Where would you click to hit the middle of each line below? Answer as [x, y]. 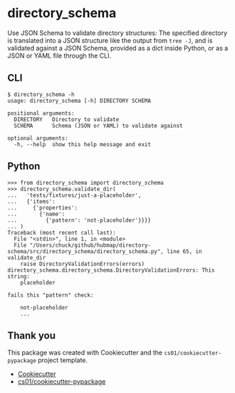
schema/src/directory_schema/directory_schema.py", [85, 251]
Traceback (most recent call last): [62, 233]
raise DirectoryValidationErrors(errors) [82, 264]
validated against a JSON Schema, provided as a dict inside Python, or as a [118, 48]
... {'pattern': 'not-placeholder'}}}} [79, 220]
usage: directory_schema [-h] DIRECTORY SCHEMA [79, 101]
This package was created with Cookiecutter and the [85, 353]
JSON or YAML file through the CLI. [59, 56]
